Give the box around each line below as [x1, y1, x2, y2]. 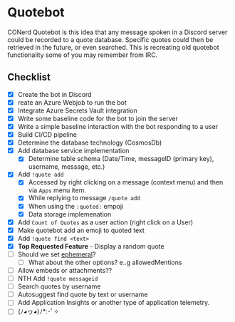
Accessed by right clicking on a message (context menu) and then [28, 178, 224, 187]
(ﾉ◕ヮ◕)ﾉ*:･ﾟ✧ [17, 307, 59, 316]
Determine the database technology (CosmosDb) [17, 138, 162, 147]
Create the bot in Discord [17, 90, 92, 98]
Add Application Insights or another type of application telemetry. [17, 298, 210, 307]
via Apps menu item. [28, 186, 87, 194]
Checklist [7, 71, 51, 83]
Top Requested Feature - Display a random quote [17, 241, 165, 250]
